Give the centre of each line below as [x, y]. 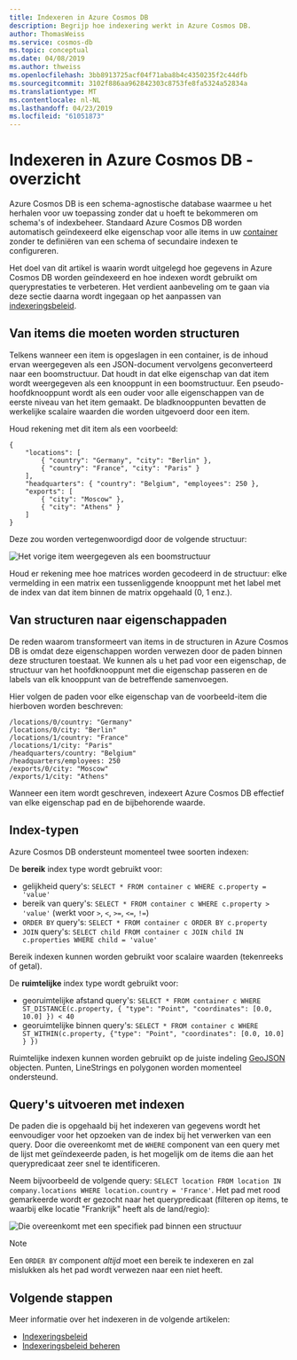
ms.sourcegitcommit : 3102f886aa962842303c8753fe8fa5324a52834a [129, 83]
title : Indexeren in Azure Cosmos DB [79, 17]
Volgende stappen [61, 1297]
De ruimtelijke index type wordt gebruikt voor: [94, 983]
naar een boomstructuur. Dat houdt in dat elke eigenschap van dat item [139, 373]
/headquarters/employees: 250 [65, 761]
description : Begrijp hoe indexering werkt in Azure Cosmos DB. [130, 26]
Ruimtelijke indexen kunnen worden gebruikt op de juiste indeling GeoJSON [147, 1057]
